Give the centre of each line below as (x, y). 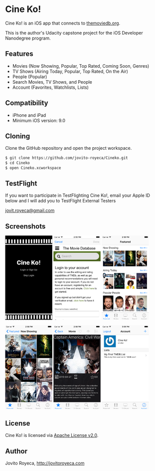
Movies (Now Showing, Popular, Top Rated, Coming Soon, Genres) (81, 66)
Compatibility (27, 103)
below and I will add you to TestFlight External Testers (61, 201)
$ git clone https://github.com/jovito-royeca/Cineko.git (67, 158)
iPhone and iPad (29, 115)
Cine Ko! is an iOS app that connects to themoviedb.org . (63, 23)
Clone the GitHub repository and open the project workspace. (69, 148)
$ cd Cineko (17, 163)
